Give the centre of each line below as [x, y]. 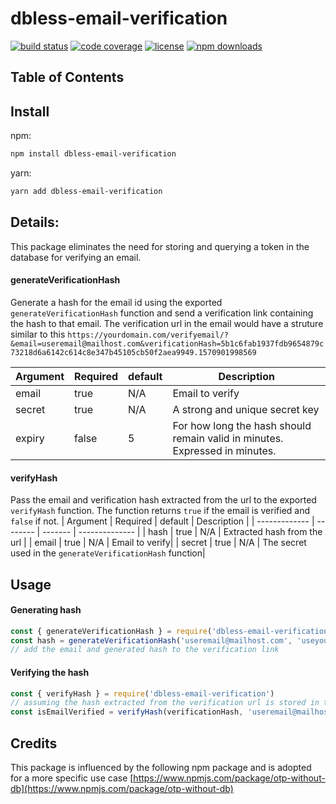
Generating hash [46, 610]
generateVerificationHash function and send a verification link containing [162, 313]
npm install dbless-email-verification [93, 154]
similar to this [38, 334]
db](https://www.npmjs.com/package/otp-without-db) [122, 788]
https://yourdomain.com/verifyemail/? [148, 335]
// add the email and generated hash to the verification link [145, 650]
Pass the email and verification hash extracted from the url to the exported [163, 500]
